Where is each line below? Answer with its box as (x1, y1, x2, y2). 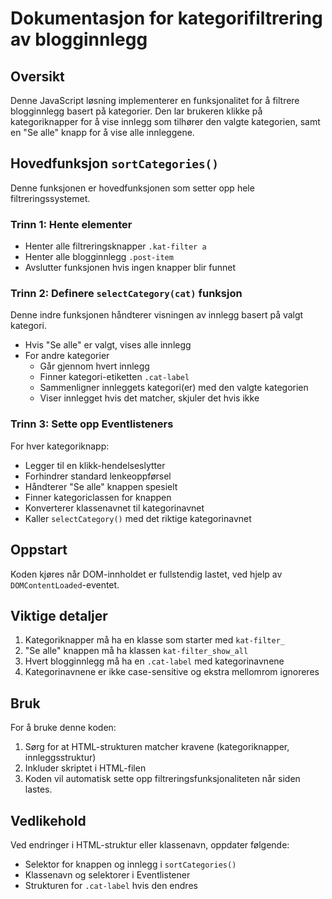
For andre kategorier (24, 350, 110, 362)
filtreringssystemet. (10, 192, 91, 204)
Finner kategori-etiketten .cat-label (39, 371, 190, 383)
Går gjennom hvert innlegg (39, 360, 150, 372)
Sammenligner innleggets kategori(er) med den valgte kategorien (39, 382, 309, 394)
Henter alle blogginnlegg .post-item (24, 251, 174, 263)
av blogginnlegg (10, 28, 148, 51)
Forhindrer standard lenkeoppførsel (24, 470, 172, 482)
